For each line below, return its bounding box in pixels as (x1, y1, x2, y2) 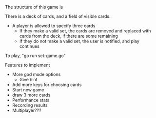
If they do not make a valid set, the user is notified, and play (19, 38, 140, 44)
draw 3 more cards (12, 92, 51, 98)
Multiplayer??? (12, 107, 41, 113)
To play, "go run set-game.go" (5, 53, 66, 59)
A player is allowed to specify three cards (12, 23, 96, 29)
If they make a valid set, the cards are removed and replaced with (19, 28, 151, 33)
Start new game (12, 87, 44, 92)
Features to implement (5, 62, 50, 68)
